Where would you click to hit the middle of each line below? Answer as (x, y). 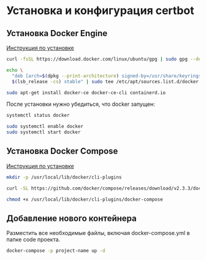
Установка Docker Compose (62, 151)
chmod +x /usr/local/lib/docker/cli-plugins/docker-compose (85, 199)
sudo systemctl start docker (44, 132)
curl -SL (17, 188)
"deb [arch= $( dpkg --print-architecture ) (66, 76)
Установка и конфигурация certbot (100, 11)
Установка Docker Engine (57, 33)
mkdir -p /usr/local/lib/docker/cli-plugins (64, 177)
